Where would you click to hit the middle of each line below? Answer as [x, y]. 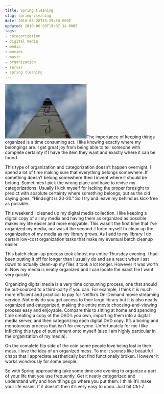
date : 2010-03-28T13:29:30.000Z [38, 21]
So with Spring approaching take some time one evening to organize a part [81, 371]
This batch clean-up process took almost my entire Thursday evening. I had [82, 254]
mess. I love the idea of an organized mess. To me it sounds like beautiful [79, 351]
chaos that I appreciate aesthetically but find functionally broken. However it [82, 356]
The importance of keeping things [121, 137]
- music [13, 57]
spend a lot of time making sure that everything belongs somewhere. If [76, 172]
